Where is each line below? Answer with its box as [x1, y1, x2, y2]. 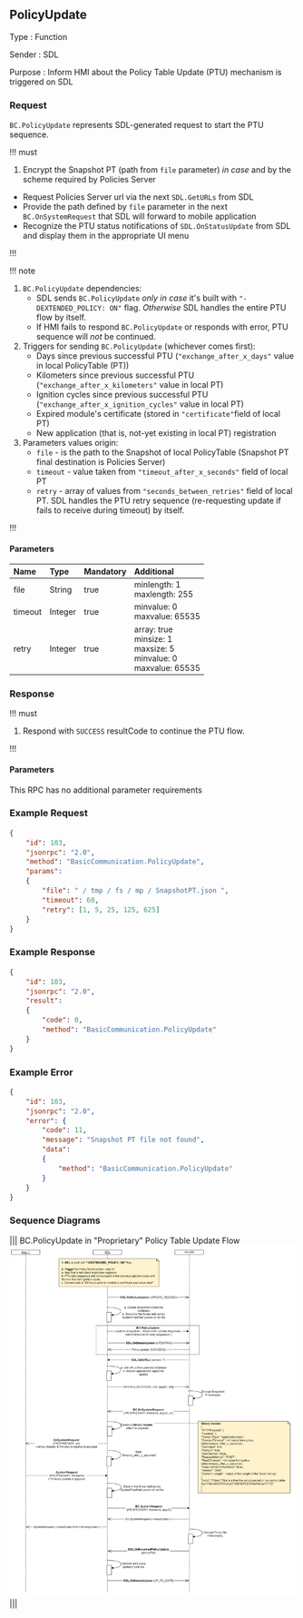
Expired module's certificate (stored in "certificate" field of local [35, 409, 281, 419]
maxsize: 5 [134, 643, 175, 654]
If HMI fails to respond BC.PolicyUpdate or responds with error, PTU [35, 321, 288, 332]
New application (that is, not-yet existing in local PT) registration [35, 428, 277, 439]
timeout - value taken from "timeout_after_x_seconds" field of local [35, 467, 288, 478]
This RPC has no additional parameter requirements [9, 784, 202, 795]
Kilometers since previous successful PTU [35, 370, 195, 380]
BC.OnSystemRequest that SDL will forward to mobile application [22, 211, 257, 222]
